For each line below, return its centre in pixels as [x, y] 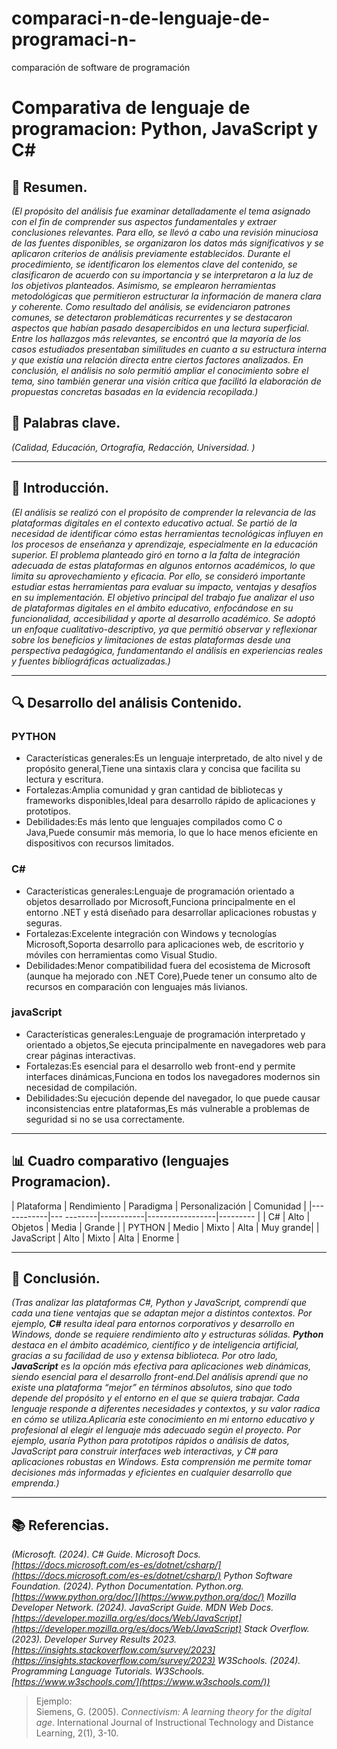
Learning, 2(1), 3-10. [77, 1733]
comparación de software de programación [101, 67]
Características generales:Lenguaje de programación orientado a [160, 891]
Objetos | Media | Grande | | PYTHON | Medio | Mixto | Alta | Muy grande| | [165, 1227]
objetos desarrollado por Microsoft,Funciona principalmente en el [160, 901]
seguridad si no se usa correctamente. [105, 1119]
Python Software [258, 1576]
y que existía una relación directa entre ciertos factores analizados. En [157, 359]
